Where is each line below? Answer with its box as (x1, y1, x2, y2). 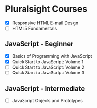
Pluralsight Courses (5, 3, 88, 15)
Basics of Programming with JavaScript (12, 53, 92, 59)
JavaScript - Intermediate (5, 84, 85, 93)
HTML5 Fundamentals (12, 26, 57, 31)
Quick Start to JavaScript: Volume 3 (12, 70, 85, 76)
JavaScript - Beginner (5, 40, 73, 48)
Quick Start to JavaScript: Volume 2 (12, 64, 85, 70)
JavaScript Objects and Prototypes (12, 97, 83, 103)
